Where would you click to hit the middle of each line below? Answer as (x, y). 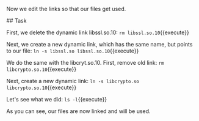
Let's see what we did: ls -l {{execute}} (57, 99)
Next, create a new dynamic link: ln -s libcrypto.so (73, 81)
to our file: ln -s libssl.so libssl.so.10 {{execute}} (73, 51)
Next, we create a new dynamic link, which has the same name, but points (99, 44)
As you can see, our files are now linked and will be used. (78, 111)
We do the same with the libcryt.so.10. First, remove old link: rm (85, 63)
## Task (16, 20)
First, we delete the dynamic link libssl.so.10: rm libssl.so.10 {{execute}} (98, 32)
